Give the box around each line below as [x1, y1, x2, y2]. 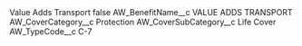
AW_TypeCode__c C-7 [9, 26, 93, 37]
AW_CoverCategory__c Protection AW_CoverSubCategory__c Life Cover [9, 16, 277, 27]
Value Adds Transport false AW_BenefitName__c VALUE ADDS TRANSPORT [9, 7, 293, 17]
